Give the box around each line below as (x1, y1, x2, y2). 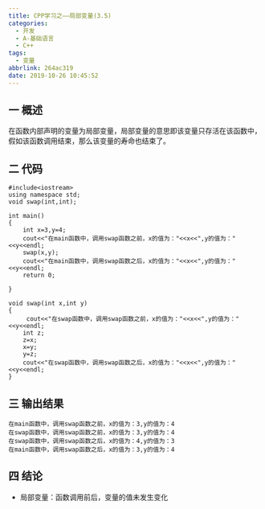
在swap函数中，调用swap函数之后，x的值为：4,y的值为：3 (8, 437, 175, 445)
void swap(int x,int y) (8, 299, 88, 308)
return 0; (22, 271, 56, 280)
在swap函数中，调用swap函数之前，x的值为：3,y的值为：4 (8, 429, 175, 437)
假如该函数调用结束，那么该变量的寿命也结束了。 (8, 136, 170, 146)
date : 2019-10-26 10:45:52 (8, 72, 99, 80)
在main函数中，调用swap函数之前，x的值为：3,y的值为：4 (8, 420, 175, 429)
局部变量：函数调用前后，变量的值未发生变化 (19, 492, 169, 502)
